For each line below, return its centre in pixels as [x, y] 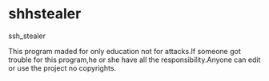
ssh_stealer [27, 36]
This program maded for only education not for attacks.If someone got [125, 51]
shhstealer [45, 14]
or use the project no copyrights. [62, 67]
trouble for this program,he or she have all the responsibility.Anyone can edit [134, 60]
